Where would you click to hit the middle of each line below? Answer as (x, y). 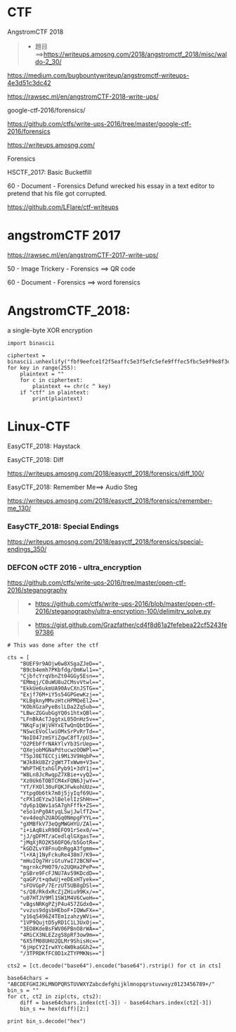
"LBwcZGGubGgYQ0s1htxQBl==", (63, 713)
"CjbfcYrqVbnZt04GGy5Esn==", (63, 676)
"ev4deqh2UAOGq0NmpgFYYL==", (63, 818)
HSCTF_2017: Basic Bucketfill (50, 172)
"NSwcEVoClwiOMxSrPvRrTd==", (63, 732)
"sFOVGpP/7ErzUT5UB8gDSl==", (63, 886)
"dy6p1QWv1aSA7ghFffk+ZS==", (63, 806)
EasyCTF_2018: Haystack (44, 446)
